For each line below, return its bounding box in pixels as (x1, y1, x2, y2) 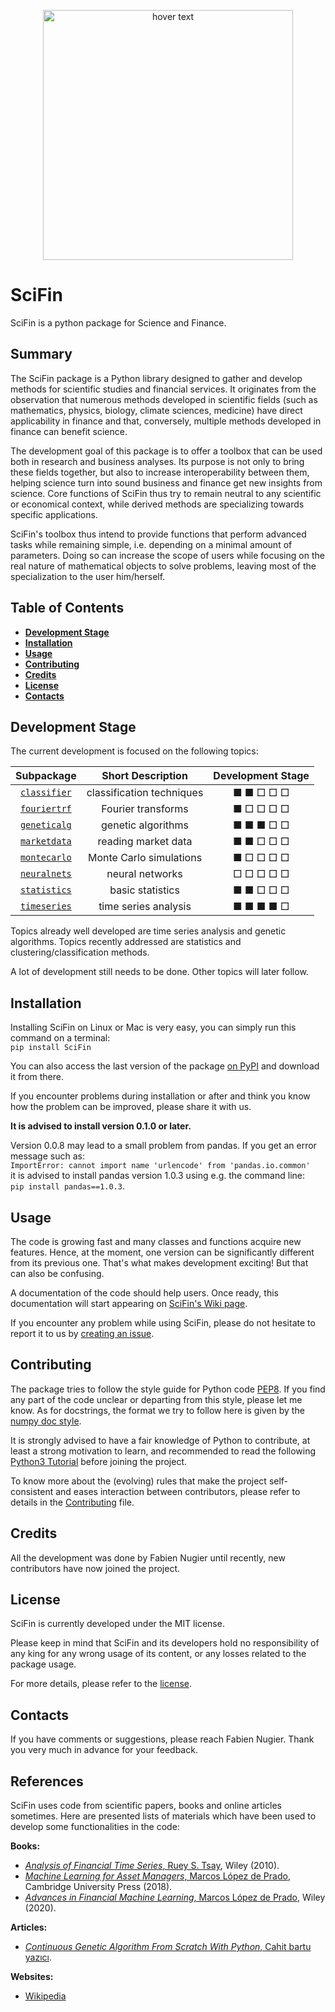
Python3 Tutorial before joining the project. (10, 1455, 188, 1467)
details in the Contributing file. (10, 1496, 135, 1508)
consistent (10, 1485, 54, 1497)
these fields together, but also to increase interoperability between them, (10, 466, 310, 478)
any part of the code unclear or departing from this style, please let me (10, 1393, 303, 1405)
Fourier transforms (101, 802, 189, 816)
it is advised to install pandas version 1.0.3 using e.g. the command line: (10, 1170, 305, 1182)
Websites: (10, 1971, 54, 1983)
